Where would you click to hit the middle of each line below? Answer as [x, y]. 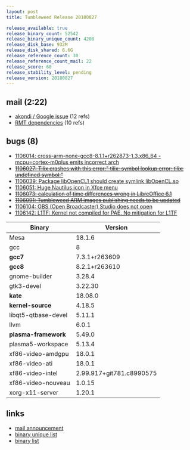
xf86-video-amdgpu [39, 353]
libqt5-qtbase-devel [38, 315]
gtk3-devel [25, 285]
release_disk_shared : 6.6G [40, 50]
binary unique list [36, 434]
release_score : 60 [29, 67]
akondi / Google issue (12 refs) [52, 116]
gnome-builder [31, 276]
